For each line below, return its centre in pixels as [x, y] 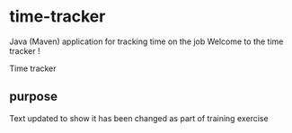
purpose [34, 97]
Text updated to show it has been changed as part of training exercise [139, 118]
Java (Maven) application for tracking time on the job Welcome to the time [146, 41]
